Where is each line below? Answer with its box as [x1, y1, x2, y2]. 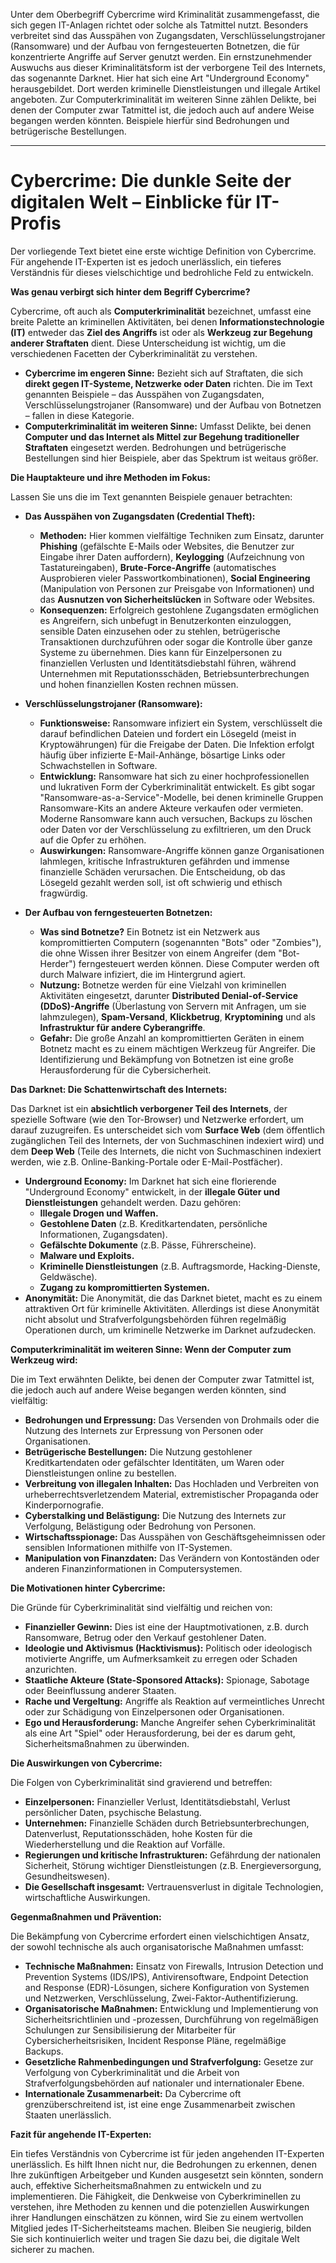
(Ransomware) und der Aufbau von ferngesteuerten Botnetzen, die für [10, 40, 300, 52]
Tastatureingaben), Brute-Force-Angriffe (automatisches [39, 561, 277, 573]
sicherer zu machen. [10, 2243, 95, 2255]
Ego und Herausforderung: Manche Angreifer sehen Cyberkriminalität [24, 1716, 316, 1728]
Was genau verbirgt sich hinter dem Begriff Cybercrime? [10, 285, 251, 298]
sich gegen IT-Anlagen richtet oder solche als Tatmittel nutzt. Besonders [10, 19, 309, 31]
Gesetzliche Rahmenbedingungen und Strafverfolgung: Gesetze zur [24, 2055, 314, 2068]
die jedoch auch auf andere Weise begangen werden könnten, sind [10, 1384, 287, 1396]
